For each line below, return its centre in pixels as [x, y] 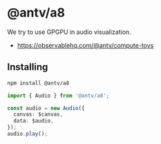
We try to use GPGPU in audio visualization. [69, 32]
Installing [28, 67]
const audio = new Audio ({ [46, 108]
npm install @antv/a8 [38, 83]
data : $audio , [34, 121]
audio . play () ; [28, 134]
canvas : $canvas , [38, 115]
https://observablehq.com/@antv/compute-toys [85, 45]
